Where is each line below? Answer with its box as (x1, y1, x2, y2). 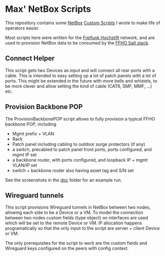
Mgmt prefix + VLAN (12, 130, 54, 136)
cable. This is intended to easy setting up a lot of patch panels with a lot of (5, 73, 157, 79)
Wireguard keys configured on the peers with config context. (5, 246, 129, 252)
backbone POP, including (5, 121, 57, 127)
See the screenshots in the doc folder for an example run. (5, 177, 122, 183)
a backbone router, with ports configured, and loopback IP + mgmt (12, 157, 148, 163)
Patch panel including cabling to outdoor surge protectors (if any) (12, 141, 145, 147)
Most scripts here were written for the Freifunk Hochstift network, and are (5, 35, 155, 41)
